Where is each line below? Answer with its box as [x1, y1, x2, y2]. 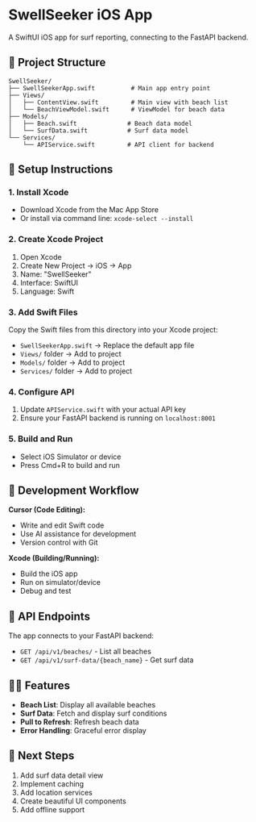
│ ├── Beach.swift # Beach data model [8, 119, 193, 127]
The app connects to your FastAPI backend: [8, 631, 155, 640]
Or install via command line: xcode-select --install [19, 214, 194, 223]
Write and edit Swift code [19, 520, 105, 530]
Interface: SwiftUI [19, 277, 79, 287]
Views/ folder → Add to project [19, 349, 122, 359]
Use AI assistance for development [19, 529, 137, 539]
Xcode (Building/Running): [8, 553, 100, 563]
